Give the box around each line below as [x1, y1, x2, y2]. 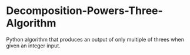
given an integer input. [6, 42, 61, 49]
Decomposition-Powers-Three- [6, 4, 163, 18]
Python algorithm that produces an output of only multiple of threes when [6, 36, 184, 43]
